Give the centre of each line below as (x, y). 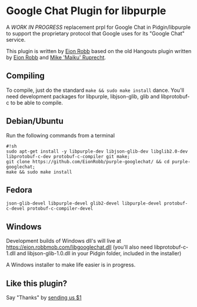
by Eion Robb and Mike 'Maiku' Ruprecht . (56, 57)
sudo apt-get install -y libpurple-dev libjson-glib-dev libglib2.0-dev (97, 151)
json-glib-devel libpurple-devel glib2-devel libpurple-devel (84, 204)
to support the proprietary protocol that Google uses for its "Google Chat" (96, 33)
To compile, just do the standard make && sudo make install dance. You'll (95, 90)
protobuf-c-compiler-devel (60, 209)
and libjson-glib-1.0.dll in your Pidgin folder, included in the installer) (99, 253)
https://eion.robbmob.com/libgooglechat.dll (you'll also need (79, 247)
